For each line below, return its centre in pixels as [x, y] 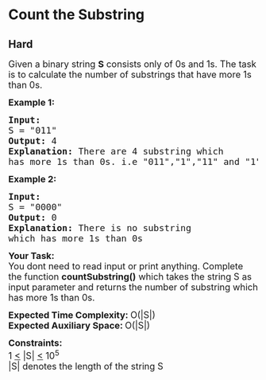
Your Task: [31, 256]
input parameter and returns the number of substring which [133, 287]
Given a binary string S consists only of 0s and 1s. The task [132, 64]
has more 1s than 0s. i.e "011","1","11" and [124, 162]
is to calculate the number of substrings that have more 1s [130, 75]
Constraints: [35, 343]
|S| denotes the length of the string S [86, 366]
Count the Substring [77, 15]
